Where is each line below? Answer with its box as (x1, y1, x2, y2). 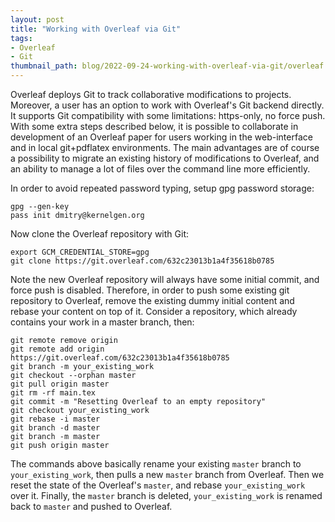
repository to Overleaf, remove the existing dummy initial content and (10, 295, 295, 306)
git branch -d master (10, 423, 101, 433)
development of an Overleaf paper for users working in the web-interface (10, 131, 313, 143)
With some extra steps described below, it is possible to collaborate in (10, 121, 299, 132)
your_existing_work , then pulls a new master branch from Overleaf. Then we (10, 469, 325, 480)
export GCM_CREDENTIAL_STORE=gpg (10, 247, 150, 257)
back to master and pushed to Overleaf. (10, 501, 173, 512)
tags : (10, 33, 33, 43)
